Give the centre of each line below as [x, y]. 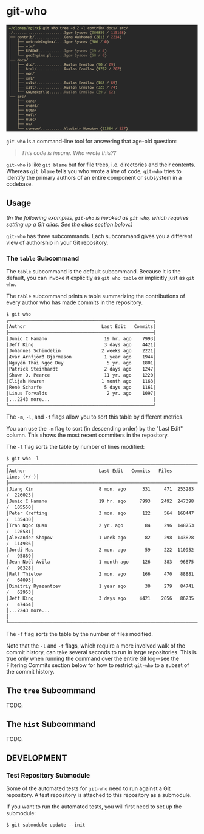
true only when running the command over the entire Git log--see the [93, 659]
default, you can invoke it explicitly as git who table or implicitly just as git [100, 278]
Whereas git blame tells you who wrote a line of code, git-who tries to [94, 171]
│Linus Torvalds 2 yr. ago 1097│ [81, 394]
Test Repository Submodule [48, 776]
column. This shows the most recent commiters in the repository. [87, 435]
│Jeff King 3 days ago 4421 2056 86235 [100, 599]
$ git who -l [23, 459]
